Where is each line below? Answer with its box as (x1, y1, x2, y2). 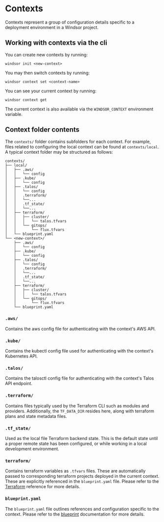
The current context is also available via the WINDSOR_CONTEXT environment (5, 106, 154, 112)
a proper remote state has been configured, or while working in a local (5, 440, 147, 447)
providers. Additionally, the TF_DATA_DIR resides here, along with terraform (5, 408, 154, 414)
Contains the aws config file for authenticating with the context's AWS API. (5, 326, 156, 331)
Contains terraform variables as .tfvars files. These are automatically (5, 468, 146, 474)
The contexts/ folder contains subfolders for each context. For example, (5, 138, 151, 144)
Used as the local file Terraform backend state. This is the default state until (5, 436, 158, 441)
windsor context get (5, 97, 47, 102)
